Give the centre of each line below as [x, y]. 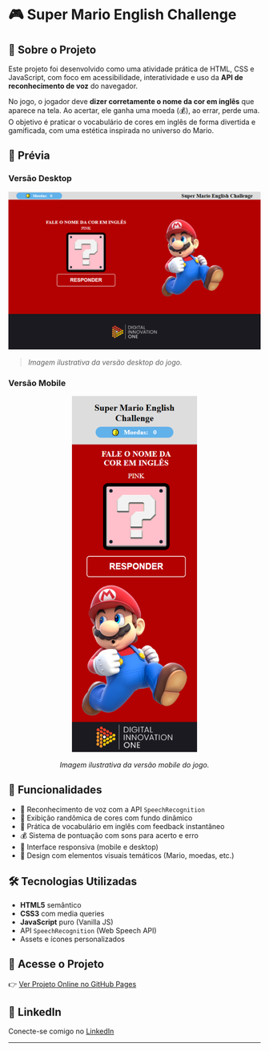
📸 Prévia [29, 156]
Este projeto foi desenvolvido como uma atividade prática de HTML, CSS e [131, 69]
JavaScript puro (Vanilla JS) [66, 922]
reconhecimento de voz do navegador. [73, 86]
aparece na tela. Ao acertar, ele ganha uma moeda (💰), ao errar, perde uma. [134, 111]
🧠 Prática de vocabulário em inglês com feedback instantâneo [122, 826]
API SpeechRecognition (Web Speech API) [88, 930]
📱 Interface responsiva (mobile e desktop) [89, 847]
